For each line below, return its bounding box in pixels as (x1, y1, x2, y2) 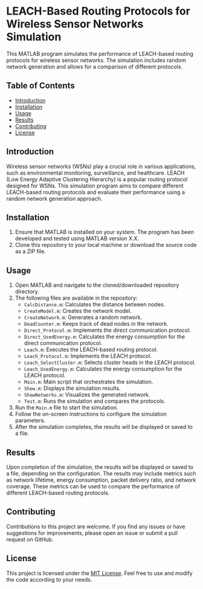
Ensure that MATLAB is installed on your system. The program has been (14, 229, 195, 236)
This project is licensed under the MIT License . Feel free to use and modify (6, 569, 193, 577)
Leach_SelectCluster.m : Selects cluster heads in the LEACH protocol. (24, 359, 196, 366)
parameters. (14, 417, 46, 424)
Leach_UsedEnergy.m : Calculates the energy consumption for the (24, 365, 182, 372)
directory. (14, 288, 39, 295)
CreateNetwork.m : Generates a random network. (24, 314, 143, 321)
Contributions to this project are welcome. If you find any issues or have (6, 523, 185, 530)
